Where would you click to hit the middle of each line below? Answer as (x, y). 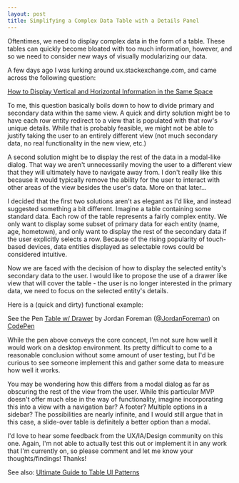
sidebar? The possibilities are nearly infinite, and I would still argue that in (115, 414)
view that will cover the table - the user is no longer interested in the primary (120, 283)
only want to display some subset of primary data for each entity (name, (113, 224)
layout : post (27, 14)
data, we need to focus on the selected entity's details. (88, 290)
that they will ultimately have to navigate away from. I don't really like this (115, 172)
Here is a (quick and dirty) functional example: (76, 305)
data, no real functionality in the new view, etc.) (77, 143)
